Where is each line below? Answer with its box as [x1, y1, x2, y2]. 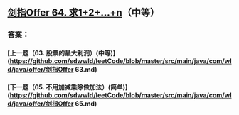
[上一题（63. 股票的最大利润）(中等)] [7, 48, 116, 57]
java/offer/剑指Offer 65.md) [14, 99, 97, 108]
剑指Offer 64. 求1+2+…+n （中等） [7, 6, 160, 19]
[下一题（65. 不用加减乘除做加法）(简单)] [7, 82, 128, 91]
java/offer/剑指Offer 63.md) [14, 65, 97, 73]
